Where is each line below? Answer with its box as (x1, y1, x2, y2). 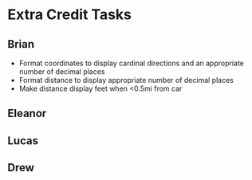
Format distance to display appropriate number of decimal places (18, 76, 234, 84)
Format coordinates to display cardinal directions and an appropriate (18, 58, 245, 68)
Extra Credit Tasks (7, 6, 132, 24)
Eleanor (7, 107, 47, 120)
